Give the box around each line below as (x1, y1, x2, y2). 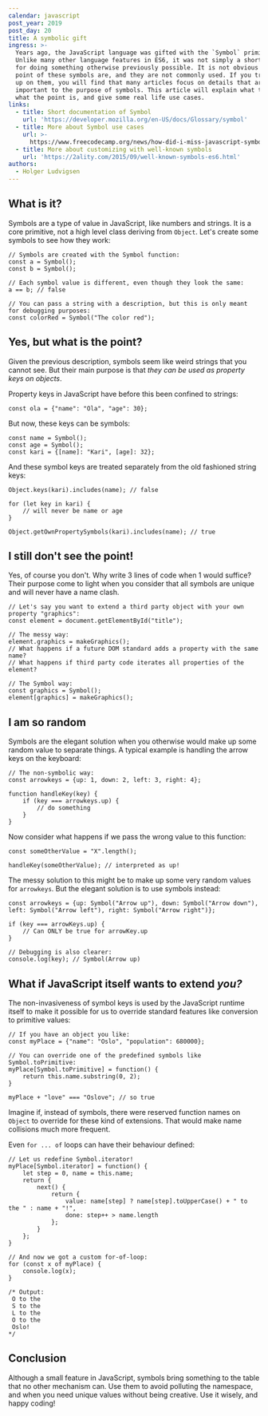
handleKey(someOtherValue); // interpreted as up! (8, 862, 180, 870)
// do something (37, 804, 91, 812)
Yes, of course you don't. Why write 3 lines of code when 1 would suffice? (8, 570, 251, 580)
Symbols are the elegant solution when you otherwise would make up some (8, 736, 257, 747)
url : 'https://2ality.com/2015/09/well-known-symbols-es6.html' (22, 153, 241, 161)
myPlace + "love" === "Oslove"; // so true (8, 1093, 156, 1102)
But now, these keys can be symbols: (8, 418, 130, 428)
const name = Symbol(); (8, 434, 88, 442)
